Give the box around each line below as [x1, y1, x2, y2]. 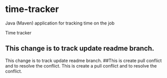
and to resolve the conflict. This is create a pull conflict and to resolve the [5, 62, 157, 68]
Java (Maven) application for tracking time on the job [5, 20, 115, 26]
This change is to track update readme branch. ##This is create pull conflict [5, 57, 162, 63]
